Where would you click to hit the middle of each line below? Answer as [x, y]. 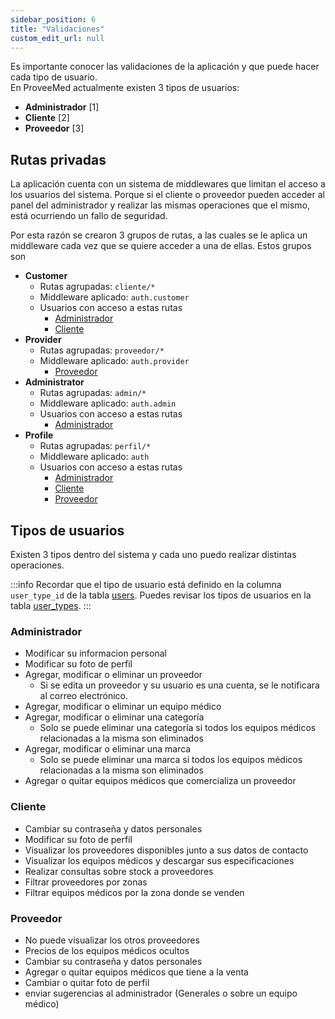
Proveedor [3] [54, 128]
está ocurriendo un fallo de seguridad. [89, 216]
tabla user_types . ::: [51, 605]
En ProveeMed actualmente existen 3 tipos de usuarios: [125, 88]
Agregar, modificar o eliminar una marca [108, 749]
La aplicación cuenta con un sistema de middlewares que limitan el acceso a [168, 184]
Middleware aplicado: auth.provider [114, 361]
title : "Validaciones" [57, 29]
